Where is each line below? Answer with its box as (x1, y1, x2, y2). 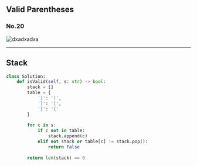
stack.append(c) (47, 133, 88, 139)
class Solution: (6, 73, 46, 79)
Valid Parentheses (6, 5, 74, 15)
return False (47, 144, 80, 150)
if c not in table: (37, 128, 85, 134)
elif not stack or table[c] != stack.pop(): (37, 139, 148, 144)
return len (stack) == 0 (27, 155, 85, 161)
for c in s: (27, 122, 57, 128)
